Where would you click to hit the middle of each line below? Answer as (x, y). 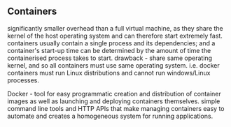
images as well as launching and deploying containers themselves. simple (114, 101)
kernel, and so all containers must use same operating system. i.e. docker (114, 65)
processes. (23, 80)
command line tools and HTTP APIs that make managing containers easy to (116, 108)
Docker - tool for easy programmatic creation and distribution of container (114, 94)
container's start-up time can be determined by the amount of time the (109, 50)
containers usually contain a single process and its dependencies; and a (111, 43)
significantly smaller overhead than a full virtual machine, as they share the (115, 28)
